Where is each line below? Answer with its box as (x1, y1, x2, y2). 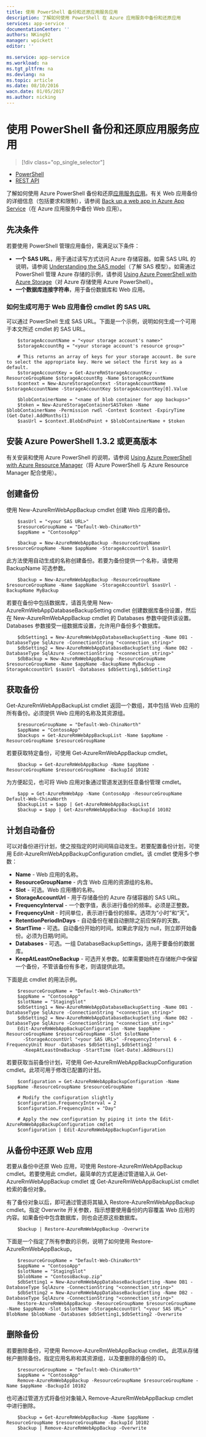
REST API (15, 177, 40, 184)
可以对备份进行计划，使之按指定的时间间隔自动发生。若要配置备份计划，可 (6, 843, 194, 850)
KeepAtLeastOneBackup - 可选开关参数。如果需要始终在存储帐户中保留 (15, 955, 198, 963)
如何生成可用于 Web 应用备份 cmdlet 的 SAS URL (6, 302, 151, 311)
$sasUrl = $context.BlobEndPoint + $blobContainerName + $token (17, 418, 185, 424)
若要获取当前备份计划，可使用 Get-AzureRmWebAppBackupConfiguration (6, 1059, 193, 1066)
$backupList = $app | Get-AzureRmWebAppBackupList (17, 802, 150, 808)
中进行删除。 (6, 1402, 39, 1409)
